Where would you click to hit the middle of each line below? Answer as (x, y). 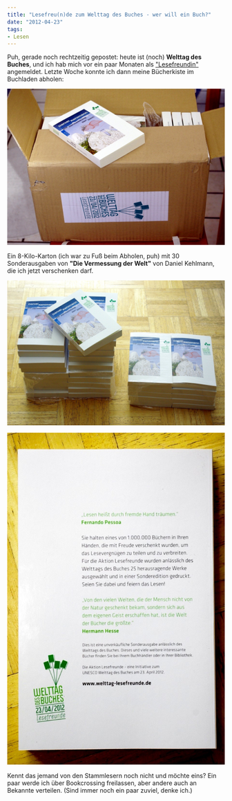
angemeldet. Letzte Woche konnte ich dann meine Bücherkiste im (101, 72)
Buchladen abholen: (36, 79)
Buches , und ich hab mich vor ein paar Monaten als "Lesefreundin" (103, 64)
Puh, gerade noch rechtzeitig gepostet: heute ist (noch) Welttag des (105, 57)
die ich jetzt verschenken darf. (50, 271)
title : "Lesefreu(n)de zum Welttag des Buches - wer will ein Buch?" (109, 15)
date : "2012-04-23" (35, 22)
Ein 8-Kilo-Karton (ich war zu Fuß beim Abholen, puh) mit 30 (93, 255)
